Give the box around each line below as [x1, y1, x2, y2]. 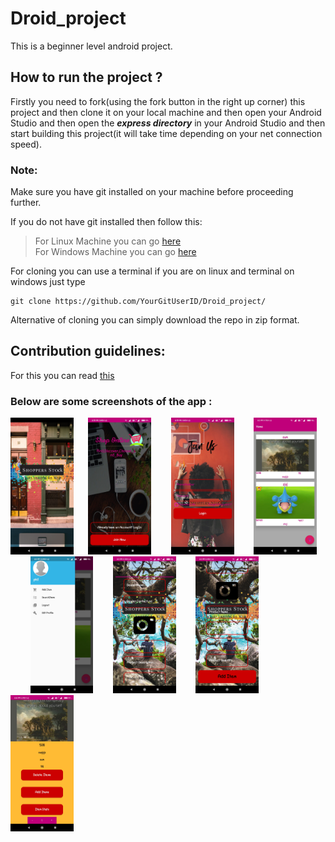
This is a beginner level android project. [10, 40, 173, 52]
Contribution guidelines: [10, 343, 166, 360]
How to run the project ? [10, 69, 163, 86]
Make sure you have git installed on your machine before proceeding [10, 186, 294, 198]
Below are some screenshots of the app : [10, 394, 213, 408]
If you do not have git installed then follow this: [10, 216, 203, 228]
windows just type [10, 276, 86, 288]
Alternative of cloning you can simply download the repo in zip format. [10, 314, 300, 326]
